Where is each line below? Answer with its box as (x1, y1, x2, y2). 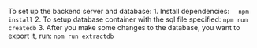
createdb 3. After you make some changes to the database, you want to (8, 23, 240, 32)
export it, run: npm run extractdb (8, 31, 114, 40)
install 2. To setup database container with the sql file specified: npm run (8, 15, 248, 24)
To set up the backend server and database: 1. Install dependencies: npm (8, 7, 250, 15)
